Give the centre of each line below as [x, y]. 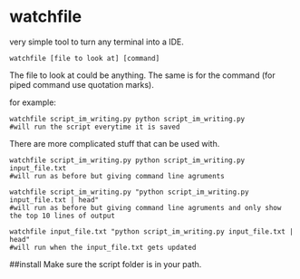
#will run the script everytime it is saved [95, 127]
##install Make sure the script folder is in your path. [106, 264]
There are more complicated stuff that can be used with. [115, 143]
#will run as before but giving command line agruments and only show [145, 207]
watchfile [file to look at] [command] [85, 58]
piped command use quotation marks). [82, 84]
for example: [33, 102]
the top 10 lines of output [63, 216]
